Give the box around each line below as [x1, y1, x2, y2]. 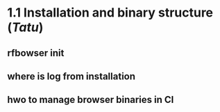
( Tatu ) [7, 19, 44, 35]
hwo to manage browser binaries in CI [7, 94, 174, 106]
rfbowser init [7, 47, 65, 59]
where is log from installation [7, 71, 136, 82]
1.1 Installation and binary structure [7, 5, 214, 21]
